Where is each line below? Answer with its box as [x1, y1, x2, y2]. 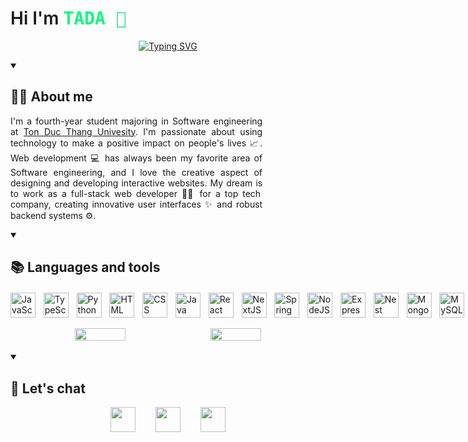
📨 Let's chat [10, 380, 86, 397]
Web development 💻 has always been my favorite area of [10, 152, 263, 164]
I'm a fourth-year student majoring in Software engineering [10, 115, 263, 127]
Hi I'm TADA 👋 [10, 7, 127, 30]
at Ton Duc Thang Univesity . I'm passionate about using [10, 125, 263, 137]
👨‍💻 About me [10, 88, 93, 106]
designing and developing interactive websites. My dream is [10, 177, 263, 189]
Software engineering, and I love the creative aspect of [10, 166, 263, 178]
